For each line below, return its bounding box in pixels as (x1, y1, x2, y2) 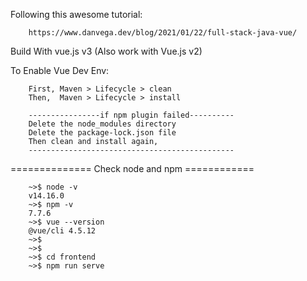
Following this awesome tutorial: (10, 9, 143, 20)
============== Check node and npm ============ (10, 163, 255, 174)
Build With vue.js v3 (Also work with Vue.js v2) (10, 45, 203, 57)
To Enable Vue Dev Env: (10, 65, 110, 76)
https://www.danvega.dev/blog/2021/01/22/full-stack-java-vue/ (28, 28, 298, 38)
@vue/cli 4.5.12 (28, 226, 97, 236)
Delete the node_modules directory (28, 119, 177, 129)
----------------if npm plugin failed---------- (28, 110, 235, 120)
